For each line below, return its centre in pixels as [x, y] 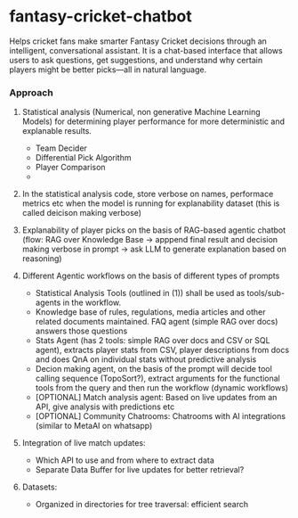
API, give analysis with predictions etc [105, 407]
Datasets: [40, 487]
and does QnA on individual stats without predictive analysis [146, 359]
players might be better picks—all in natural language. [108, 70]
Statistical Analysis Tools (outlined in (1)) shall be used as [140, 293]
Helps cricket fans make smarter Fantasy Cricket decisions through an [138, 41]
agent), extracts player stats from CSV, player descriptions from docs [162, 350]
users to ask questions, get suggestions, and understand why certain [136, 60]
